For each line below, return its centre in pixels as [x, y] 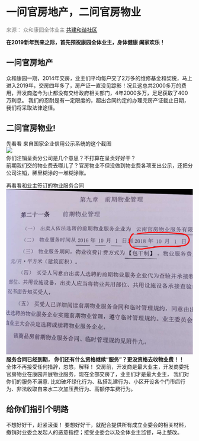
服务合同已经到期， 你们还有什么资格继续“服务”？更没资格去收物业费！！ [95, 359]
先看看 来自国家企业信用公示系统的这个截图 [59, 143]
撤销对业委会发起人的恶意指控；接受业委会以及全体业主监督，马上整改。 [94, 432]
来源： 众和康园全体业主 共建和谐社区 [52, 30]
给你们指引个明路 [37, 409]
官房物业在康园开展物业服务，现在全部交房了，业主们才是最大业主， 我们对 [98, 374]
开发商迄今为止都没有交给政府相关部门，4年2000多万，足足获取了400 [102, 93]
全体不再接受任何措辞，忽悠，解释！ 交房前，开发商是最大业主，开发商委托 [98, 366]
